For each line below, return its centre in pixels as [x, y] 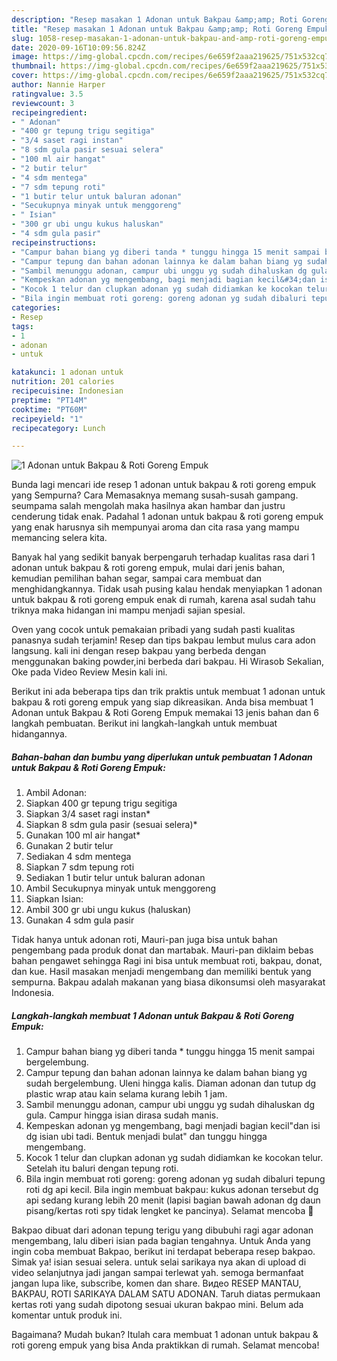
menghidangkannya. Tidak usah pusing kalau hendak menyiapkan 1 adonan [167, 589]
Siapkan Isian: [54, 899]
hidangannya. [39, 734]
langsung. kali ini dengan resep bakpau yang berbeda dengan [139, 651]
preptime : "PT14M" [49, 400]
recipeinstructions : [54, 242]
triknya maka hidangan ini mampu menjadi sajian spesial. [128, 610]
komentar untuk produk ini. [67, 1315]
